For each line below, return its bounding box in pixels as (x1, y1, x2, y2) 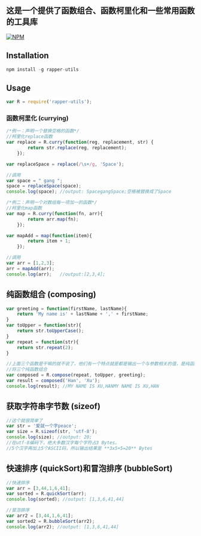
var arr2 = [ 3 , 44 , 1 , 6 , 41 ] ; (6, 513, 74, 519)
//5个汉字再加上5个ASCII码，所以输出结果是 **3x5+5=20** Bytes (6, 445, 153, 451)
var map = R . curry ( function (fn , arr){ (6, 210, 103, 217)
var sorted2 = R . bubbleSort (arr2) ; (6, 518, 95, 524)
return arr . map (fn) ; (28, 216, 79, 222)
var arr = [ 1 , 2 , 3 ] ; (6, 260, 55, 267)
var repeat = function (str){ (6, 339, 79, 345)
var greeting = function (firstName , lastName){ (6, 305, 127, 311)
